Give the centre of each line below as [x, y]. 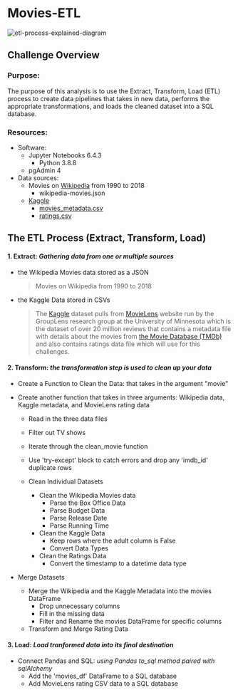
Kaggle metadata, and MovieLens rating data [83, 404]
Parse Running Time [79, 526]
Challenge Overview [53, 55]
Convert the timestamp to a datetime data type [118, 563]
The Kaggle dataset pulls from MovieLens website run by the [125, 313]
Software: [32, 147]
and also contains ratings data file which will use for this [118, 344]
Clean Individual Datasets [66, 481]
